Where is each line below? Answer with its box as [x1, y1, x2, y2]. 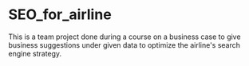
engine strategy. [8, 49, 62, 58]
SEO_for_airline [8, 6, 112, 24]
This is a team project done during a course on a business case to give [8, 32, 241, 41]
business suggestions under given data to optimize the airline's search [8, 40, 241, 49]
